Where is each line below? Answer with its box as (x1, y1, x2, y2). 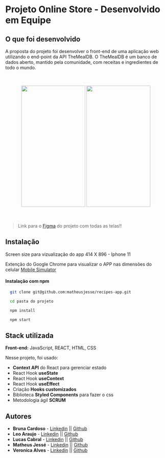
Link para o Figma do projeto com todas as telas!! (17, 223, 122, 229)
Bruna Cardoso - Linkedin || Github (12, 425, 87, 432)
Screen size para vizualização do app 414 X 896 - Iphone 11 (5, 251, 131, 257)
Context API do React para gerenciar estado (12, 365, 107, 371)
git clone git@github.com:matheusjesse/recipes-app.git (10, 290, 131, 295)
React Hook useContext (12, 375, 64, 381)
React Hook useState (12, 370, 58, 376)
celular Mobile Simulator (5, 267, 57, 273)
